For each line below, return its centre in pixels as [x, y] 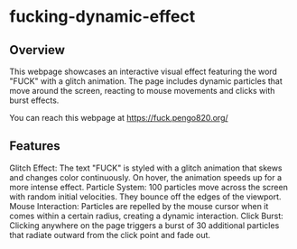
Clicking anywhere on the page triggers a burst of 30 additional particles [144, 225]
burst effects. [34, 100]
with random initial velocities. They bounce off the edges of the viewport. [145, 197]
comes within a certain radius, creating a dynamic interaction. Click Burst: [147, 216]
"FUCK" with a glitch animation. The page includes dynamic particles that [146, 81]
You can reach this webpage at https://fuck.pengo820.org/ [119, 118]
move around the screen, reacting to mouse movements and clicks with [142, 91]
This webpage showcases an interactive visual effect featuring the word [144, 71]
